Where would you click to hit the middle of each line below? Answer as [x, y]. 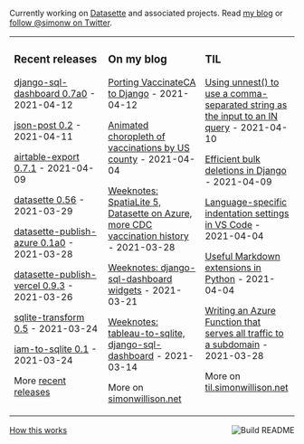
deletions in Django [246, 170]
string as [269, 105]
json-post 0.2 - [47, 125]
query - [222, 128]
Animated [128, 125]
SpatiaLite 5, [134, 202]
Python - [224, 279]
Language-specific [246, 202]
